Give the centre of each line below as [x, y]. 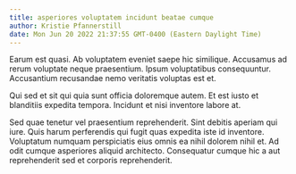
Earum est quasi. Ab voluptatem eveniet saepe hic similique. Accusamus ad [148, 60]
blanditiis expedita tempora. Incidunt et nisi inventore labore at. [125, 105]
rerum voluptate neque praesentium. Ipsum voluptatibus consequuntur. [140, 69]
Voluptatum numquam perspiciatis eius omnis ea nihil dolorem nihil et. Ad [144, 141]
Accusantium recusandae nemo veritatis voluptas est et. [113, 79]
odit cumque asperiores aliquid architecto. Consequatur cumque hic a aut [145, 151]
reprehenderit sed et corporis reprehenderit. [91, 161]
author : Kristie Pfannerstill [66, 26]
